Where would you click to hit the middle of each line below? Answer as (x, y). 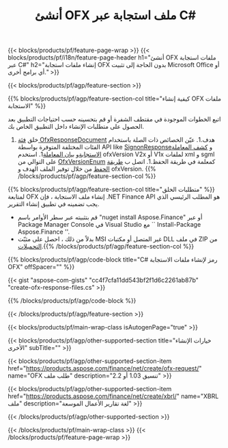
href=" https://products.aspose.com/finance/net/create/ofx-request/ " (105, 369)
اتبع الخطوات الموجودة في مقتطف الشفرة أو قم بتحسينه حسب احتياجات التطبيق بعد (114, 119)
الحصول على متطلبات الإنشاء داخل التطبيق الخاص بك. (76, 127)
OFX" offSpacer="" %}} (41, 267)
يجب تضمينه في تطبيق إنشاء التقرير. (54, 204)
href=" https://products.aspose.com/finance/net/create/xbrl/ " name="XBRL (113, 396)
